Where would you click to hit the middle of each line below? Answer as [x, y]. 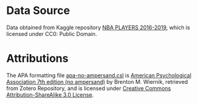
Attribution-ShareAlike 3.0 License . [50, 94]
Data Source [38, 11]
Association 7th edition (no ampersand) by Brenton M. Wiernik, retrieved [97, 81]
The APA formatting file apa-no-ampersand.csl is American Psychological [99, 75]
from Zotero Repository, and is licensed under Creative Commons [89, 88]
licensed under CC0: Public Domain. [52, 33]
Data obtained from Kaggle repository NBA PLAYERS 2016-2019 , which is [98, 27]
